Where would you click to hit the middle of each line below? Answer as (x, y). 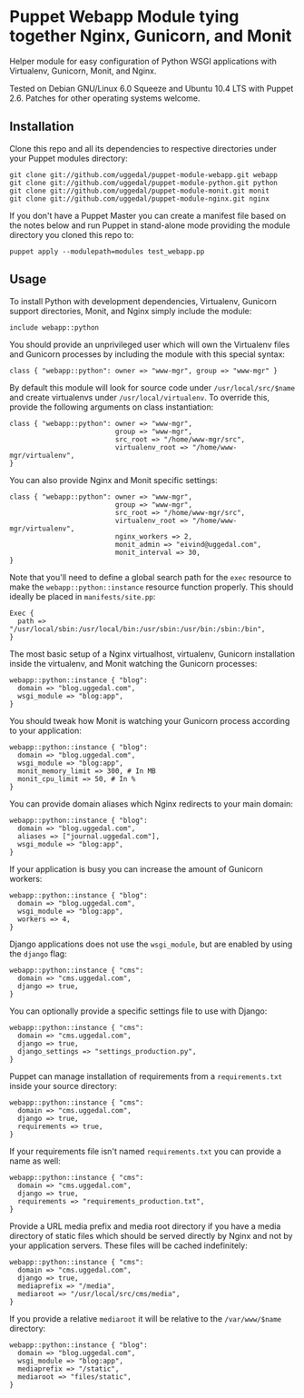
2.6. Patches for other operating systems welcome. (105, 98)
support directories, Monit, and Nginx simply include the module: (131, 311)
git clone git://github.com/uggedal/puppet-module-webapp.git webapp (144, 174)
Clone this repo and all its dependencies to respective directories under (143, 148)
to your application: (45, 730)
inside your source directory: (64, 1086)
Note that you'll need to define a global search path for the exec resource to (151, 577)
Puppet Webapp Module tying (124, 17)
